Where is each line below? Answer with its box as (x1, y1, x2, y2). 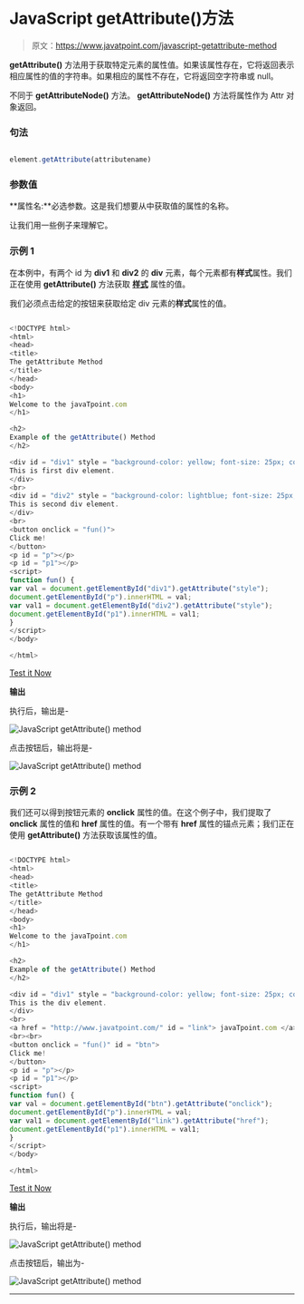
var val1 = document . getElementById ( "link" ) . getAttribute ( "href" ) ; (9, 1116, 270, 1125)
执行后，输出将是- (9, 1221, 77, 1231)
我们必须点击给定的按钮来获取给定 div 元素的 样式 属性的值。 (9, 297, 232, 308)
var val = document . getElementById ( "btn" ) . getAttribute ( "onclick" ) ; (9, 1099, 273, 1108)
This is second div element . (9, 500, 119, 509)
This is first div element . (9, 466, 116, 475)
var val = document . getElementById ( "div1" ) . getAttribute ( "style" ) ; (9, 584, 270, 594)
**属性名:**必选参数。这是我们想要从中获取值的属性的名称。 (9, 200, 234, 211)
